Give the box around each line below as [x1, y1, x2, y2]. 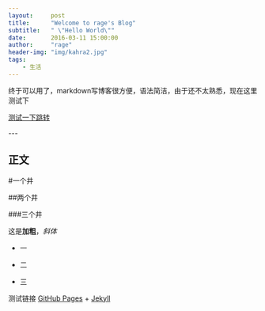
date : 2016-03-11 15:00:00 [8, 33, 119, 42]
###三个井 [8, 209, 43, 218]
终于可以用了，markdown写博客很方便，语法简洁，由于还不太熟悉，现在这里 [8, 85, 258, 95]
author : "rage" [8, 41, 73, 49]
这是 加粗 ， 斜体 [8, 226, 57, 236]
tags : [8, 56, 26, 64]
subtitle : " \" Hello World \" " [8, 26, 115, 34]
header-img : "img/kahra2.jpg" [8, 48, 108, 56]
